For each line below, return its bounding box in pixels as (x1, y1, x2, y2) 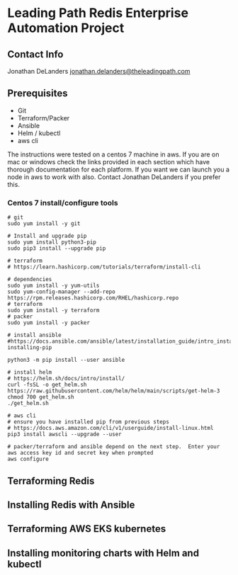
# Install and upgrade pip (7, 232, 87, 240)
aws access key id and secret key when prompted (7, 450, 154, 457)
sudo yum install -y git (7, 220, 81, 227)
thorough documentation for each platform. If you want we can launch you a (7, 165, 230, 173)
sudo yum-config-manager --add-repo (7, 288, 115, 295)
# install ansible (7, 331, 62, 339)
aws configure (7, 455, 50, 463)
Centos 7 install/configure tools (7, 198, 118, 207)
